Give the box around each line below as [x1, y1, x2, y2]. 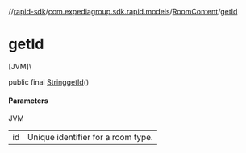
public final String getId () [8, 76, 90, 87]
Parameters [8, 96, 48, 105]
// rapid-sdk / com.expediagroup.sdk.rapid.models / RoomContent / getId [8, 7, 238, 16]
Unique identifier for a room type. [27, 132, 153, 143]
